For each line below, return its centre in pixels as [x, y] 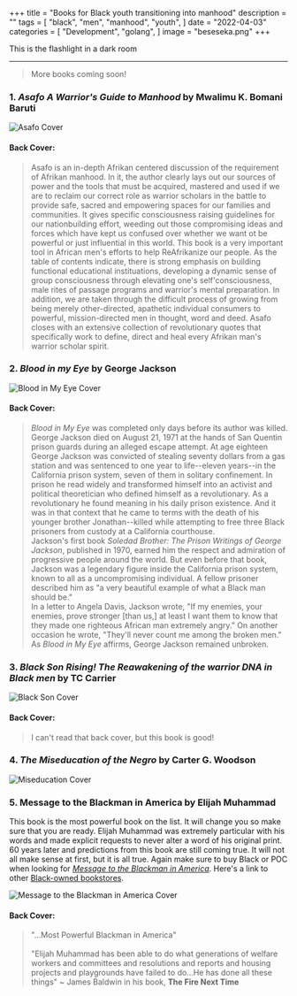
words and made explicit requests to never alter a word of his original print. [146, 840]
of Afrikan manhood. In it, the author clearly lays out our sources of [153, 177]
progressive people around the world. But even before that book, [149, 559]
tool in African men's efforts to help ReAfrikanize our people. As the [154, 252]
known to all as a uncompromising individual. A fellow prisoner [145, 578]
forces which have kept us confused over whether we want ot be [149, 233]
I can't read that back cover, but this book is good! [122, 737]
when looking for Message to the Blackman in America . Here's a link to [139, 869]
